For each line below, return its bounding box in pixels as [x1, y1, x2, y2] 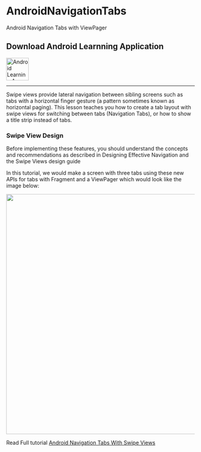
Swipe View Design [6, 131, 64, 139]
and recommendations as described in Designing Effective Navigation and [6, 151, 189, 158]
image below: [6, 182, 39, 190]
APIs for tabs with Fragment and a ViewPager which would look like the [6, 176, 182, 183]
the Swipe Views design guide [6, 158, 81, 165]
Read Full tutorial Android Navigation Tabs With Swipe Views [6, 439, 156, 447]
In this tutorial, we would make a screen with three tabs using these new [6, 169, 184, 176]
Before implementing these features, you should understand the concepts [6, 145, 188, 152]
